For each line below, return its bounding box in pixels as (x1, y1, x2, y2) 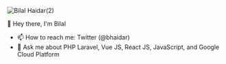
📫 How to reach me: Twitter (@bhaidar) (16, 33, 130, 41)
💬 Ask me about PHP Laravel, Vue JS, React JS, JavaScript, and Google (16, 43, 220, 51)
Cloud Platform (16, 50, 60, 58)
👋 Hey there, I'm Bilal (7, 20, 66, 27)
